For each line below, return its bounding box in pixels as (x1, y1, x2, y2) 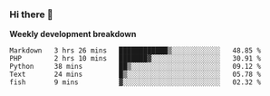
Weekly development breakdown (9, 29, 137, 40)
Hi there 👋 (9, 8, 54, 21)
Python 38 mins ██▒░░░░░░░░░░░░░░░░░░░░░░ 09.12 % (9, 62, 261, 72)
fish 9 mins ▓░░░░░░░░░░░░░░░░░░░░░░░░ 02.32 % (9, 78, 261, 87)
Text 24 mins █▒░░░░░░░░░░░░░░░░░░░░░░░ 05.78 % (9, 70, 261, 80)
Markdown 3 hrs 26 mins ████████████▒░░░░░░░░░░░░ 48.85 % (9, 46, 261, 55)
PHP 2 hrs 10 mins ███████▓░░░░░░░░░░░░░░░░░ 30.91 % (9, 54, 261, 63)
